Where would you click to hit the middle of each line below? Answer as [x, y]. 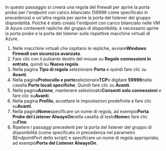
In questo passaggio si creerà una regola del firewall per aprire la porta [78, 7]
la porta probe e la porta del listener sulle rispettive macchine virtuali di [78, 33]
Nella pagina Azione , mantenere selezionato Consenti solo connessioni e [87, 90]
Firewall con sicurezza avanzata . [47, 53]
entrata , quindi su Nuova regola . [46, 64]
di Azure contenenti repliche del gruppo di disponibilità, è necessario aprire [82, 28]
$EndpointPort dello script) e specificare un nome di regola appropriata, [86, 138]
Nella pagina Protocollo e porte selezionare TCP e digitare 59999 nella [82, 80]
